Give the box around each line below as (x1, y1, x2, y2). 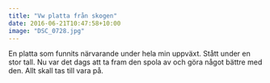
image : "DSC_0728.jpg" (8, 27, 85, 35)
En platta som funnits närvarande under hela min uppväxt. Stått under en (8, 49, 251, 59)
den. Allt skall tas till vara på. (8, 66, 103, 76)
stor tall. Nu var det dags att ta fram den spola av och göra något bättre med (8, 57, 263, 67)
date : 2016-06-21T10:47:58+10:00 (8, 19, 121, 27)
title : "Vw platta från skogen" (8, 11, 117, 20)
